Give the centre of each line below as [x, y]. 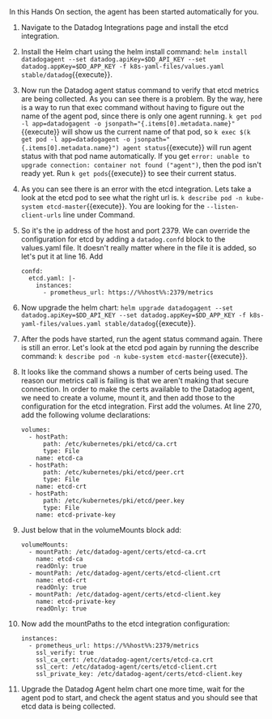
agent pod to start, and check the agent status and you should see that [139, 698]
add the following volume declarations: [85, 415]
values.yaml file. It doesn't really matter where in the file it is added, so [139, 248]
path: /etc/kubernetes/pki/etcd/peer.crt [113, 473]
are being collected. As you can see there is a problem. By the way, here [142, 99]
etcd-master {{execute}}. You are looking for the [125, 206]
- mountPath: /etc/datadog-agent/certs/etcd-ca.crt [117, 552]
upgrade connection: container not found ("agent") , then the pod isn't [141, 165]
